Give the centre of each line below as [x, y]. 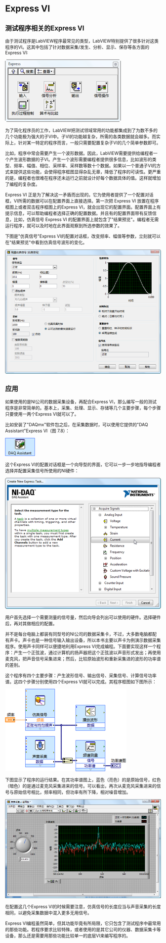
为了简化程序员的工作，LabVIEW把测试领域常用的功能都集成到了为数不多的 [82, 130]
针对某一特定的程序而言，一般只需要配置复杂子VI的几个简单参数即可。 [89, 143]
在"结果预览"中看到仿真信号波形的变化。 [46, 242]
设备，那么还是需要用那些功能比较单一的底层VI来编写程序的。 [68, 936]
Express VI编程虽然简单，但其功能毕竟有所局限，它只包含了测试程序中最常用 [83, 923]
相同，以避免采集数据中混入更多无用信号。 [48, 913]
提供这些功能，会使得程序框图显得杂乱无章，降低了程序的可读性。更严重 [87, 172]
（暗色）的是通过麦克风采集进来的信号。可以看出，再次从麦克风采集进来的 [81, 786]
